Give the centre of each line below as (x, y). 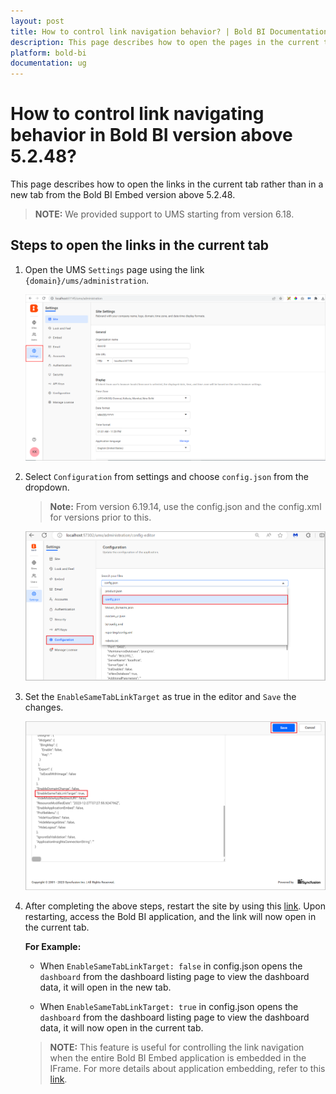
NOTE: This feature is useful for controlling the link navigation (177, 1047)
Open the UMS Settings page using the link (114, 269)
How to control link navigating (137, 114)
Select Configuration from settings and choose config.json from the (166, 476)
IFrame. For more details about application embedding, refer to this (187, 1069)
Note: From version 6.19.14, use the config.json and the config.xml (185, 506)
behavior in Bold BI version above (151, 135)
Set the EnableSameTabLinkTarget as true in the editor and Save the (160, 696)
